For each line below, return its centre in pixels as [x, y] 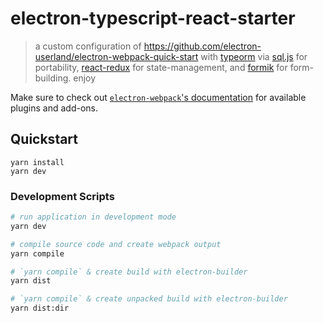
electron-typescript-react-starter [153, 18]
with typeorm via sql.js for [254, 56]
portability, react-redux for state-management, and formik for [161, 67]
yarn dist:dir [40, 308]
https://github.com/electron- [202, 46]
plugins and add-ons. [54, 108]
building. [53, 78]
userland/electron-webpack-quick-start [116, 56]
